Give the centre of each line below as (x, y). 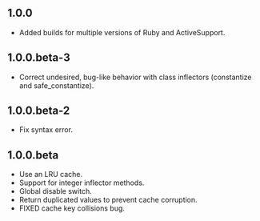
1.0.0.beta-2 (39, 111)
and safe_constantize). (56, 85)
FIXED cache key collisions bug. (72, 208)
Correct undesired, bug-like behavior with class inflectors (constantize (135, 77)
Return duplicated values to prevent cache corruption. (108, 200)
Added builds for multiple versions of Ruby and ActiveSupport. (122, 32)
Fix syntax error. (46, 130)
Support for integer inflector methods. (82, 183)
